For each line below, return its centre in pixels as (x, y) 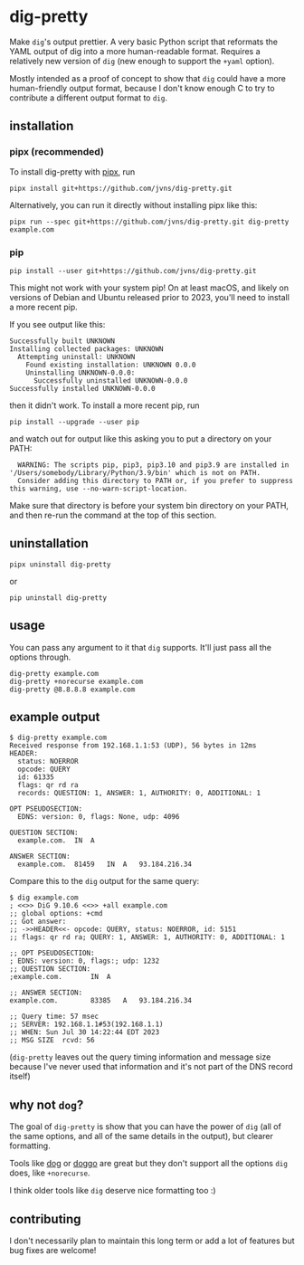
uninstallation (49, 543)
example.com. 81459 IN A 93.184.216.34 (105, 865)
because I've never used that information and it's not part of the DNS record (152, 1067)
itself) (20, 1076)
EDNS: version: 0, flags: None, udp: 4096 (99, 817)
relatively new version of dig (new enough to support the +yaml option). (142, 61)
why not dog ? (47, 1104)
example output (55, 717)
